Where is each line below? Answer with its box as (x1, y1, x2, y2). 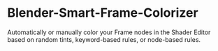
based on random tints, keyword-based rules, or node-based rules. (7, 35, 201, 43)
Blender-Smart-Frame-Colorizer (7, 5, 198, 21)
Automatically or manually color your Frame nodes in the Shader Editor (7, 28, 211, 36)
